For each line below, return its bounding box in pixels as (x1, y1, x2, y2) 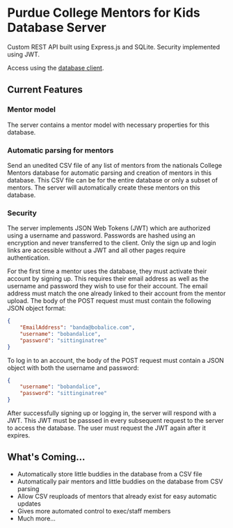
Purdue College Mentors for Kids (7, 5, 200, 21)
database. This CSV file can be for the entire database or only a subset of (7, 176, 218, 184)
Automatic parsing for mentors (7, 145, 114, 155)
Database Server (7, 20, 106, 36)
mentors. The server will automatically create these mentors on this (7, 183, 200, 192)
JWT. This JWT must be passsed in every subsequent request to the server (7, 417, 224, 425)
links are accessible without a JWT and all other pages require (7, 246, 186, 255)
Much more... (17, 514, 56, 522)
